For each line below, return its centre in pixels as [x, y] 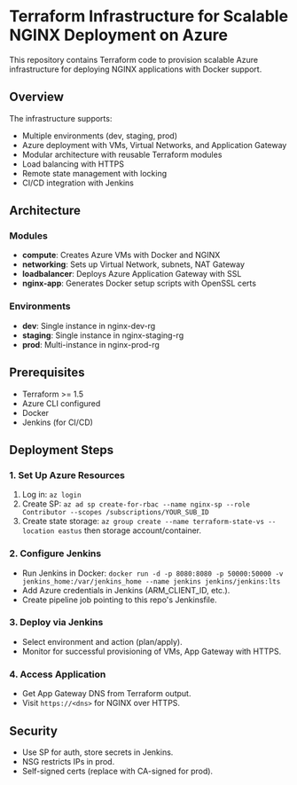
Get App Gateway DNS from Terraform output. [106, 694]
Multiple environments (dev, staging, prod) [100, 136]
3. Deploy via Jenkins [56, 623]
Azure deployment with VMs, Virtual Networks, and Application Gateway [154, 145]
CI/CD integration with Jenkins [78, 183]
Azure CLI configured [61, 403]
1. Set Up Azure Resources [67, 475]
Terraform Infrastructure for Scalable [149, 16]
